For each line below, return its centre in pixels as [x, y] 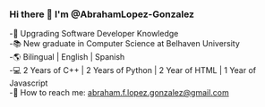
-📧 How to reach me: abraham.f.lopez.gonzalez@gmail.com [120, 93]
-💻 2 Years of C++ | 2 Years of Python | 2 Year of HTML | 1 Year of [133, 70]
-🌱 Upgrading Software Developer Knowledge [94, 34]
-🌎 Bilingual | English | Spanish [67, 57]
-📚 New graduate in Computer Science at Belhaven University [124, 44]
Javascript [29, 83]
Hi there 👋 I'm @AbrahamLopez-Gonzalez [102, 14]
